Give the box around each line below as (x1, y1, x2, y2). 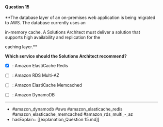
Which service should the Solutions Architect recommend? (5, 54, 127, 59)
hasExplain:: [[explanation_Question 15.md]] (12, 117, 99, 123)
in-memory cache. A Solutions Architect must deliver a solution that (5, 29, 141, 35)
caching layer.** (5, 44, 37, 50)
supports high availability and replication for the (5, 35, 100, 40)
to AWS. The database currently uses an (5, 20, 86, 26)
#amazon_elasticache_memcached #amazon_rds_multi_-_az (12, 111, 133, 117)
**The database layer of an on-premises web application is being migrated (5, 15, 156, 20)
